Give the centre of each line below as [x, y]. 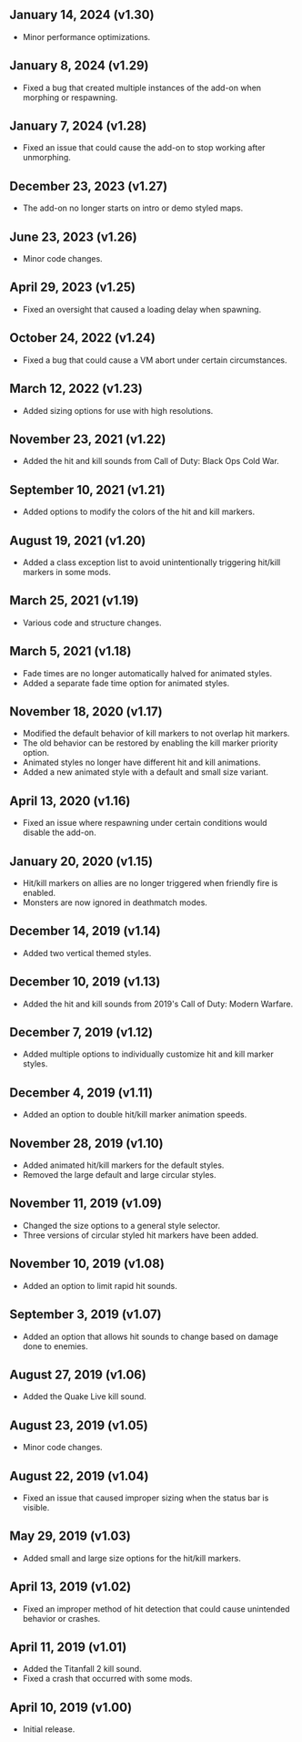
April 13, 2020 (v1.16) [70, 801]
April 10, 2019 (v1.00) [71, 1707]
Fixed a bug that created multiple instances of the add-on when [142, 88]
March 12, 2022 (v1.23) [76, 389]
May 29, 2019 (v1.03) [70, 1536]
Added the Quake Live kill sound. [85, 1397]
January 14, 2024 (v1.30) [82, 15]
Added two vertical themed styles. [87, 953]
